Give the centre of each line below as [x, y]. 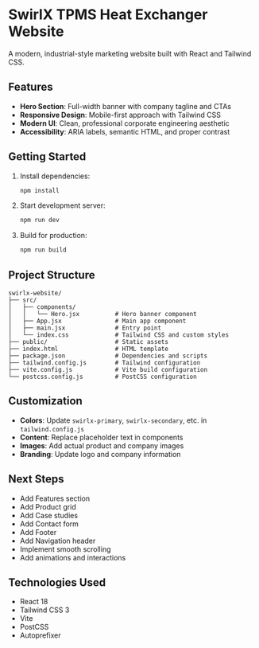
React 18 [34, 602]
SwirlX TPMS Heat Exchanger [108, 15]
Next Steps [36, 479]
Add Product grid [48, 506]
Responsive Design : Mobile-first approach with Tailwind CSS [120, 115]
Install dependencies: [55, 176]
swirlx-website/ [35, 293]
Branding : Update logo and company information [100, 454]
